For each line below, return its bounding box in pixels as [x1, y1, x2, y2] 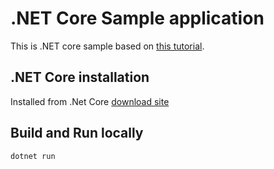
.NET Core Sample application [10, 7, 265, 30]
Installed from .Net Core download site [10, 95, 170, 107]
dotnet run [10, 151, 56, 161]
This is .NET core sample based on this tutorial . [10, 40, 205, 52]
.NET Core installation [10, 69, 150, 86]
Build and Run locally [10, 125, 144, 142]
